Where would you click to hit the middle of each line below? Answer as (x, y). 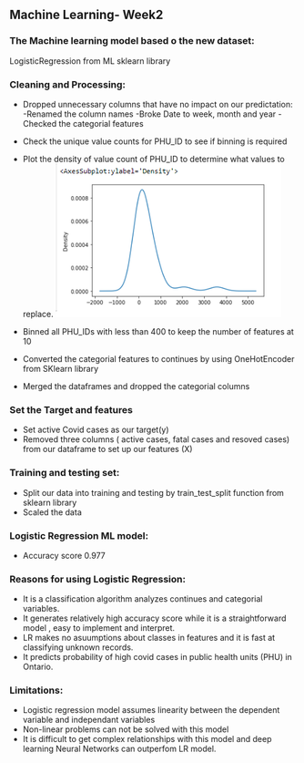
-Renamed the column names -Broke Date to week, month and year (149, 114)
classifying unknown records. (78, 647)
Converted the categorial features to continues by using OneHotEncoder (158, 358)
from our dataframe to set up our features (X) (107, 449)
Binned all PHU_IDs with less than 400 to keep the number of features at (158, 331)
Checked (40, 123)
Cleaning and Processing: (67, 84)
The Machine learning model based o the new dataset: (132, 41)
